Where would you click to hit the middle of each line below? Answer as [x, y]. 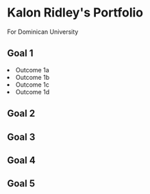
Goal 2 [21, 114]
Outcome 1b [33, 77]
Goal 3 [21, 137]
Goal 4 [21, 160]
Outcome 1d [33, 91]
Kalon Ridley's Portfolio [75, 13]
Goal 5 [21, 184]
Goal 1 [20, 53]
